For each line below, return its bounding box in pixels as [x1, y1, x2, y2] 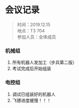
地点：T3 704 [17, 27, 45, 33]
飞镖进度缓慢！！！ [12, 97, 52, 103]
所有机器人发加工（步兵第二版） [12, 59, 77, 65]
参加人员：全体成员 [17, 34, 56, 40]
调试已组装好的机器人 [12, 91, 55, 97]
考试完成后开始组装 [12, 66, 52, 72]
